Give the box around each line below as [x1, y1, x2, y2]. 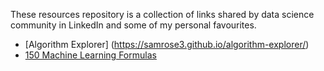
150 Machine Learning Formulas [24, 49, 157, 61]
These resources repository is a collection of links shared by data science [10, 9, 315, 20]
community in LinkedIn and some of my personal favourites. [10, 19, 257, 31]
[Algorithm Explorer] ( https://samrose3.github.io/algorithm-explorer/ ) [24, 39, 310, 50]
